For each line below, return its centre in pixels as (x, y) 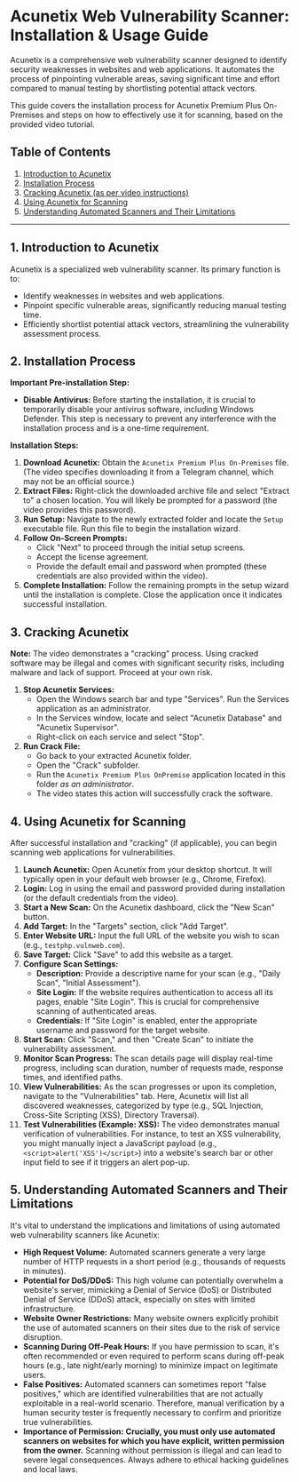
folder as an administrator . (85, 785)
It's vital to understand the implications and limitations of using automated (145, 1225)
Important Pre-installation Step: (70, 383)
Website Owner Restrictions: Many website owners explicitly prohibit (150, 1318)
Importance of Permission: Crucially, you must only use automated (149, 1431)
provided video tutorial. (53, 124)
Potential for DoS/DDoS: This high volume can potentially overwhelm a (153, 1280)
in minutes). (44, 1271)
